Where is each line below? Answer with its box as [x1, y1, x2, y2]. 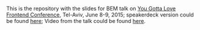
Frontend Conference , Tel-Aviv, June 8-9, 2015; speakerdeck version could [6, 11, 194, 18]
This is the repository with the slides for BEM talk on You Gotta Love [6, 5, 176, 12]
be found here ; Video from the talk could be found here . [6, 18, 146, 24]
